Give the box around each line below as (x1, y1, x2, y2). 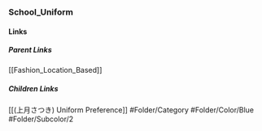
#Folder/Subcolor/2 (8, 114, 74, 124)
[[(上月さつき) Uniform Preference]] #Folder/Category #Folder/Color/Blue (8, 105, 255, 115)
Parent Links (8, 45, 52, 55)
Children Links (8, 84, 59, 94)
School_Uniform (8, 6, 73, 18)
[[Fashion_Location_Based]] (8, 65, 103, 75)
